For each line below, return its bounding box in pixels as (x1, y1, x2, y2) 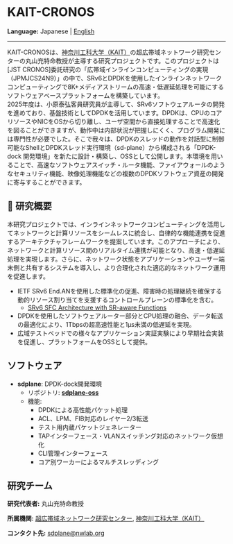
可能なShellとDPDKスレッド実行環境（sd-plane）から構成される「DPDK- (7, 143, 216, 151)
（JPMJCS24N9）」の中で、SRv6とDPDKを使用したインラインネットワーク (7, 74, 222, 82)
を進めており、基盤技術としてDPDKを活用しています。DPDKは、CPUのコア (7, 108, 223, 117)
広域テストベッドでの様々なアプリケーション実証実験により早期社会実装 (17, 329, 224, 337)
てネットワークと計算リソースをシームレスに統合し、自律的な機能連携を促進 (7, 228, 225, 237)
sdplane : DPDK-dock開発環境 (17, 380, 103, 388)
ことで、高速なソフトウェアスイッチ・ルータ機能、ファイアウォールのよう (12, 160, 226, 169)
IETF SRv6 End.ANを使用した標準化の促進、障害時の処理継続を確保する (17, 287, 223, 295)
